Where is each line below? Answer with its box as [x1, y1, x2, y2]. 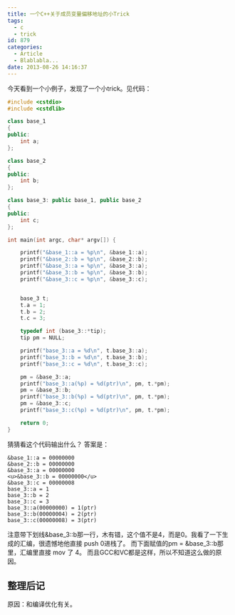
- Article [14, 51, 43, 58]
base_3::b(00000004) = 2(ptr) [7, 510, 98, 518]
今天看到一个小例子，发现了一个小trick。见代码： [7, 84, 152, 93]
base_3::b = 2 [7, 491, 50, 499]
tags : [7, 17, 23, 24]
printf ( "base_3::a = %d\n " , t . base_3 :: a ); [20, 347, 148, 354]
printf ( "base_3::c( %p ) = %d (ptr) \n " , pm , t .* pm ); [20, 406, 171, 414]
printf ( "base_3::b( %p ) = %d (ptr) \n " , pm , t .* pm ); [20, 394, 171, 401]
